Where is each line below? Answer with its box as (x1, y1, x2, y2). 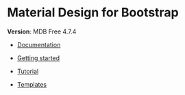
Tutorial (16, 67, 39, 75)
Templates (16, 80, 47, 88)
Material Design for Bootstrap (7, 5, 180, 21)
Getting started (16, 53, 60, 62)
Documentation (16, 40, 61, 49)
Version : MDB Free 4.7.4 (7, 27, 77, 36)
